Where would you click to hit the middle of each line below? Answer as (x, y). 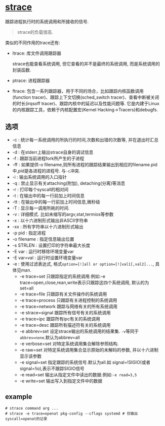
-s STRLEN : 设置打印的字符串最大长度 (51, 245)
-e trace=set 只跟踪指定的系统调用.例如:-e (62, 276)
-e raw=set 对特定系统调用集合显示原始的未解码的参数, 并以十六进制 (89, 350)
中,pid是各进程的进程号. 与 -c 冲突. (46, 171)
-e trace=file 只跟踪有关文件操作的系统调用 (63, 294)
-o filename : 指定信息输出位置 (43, 239)
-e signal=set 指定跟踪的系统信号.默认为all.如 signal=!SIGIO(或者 (85, 362)
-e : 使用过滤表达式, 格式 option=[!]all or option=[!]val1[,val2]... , (83, 264)
